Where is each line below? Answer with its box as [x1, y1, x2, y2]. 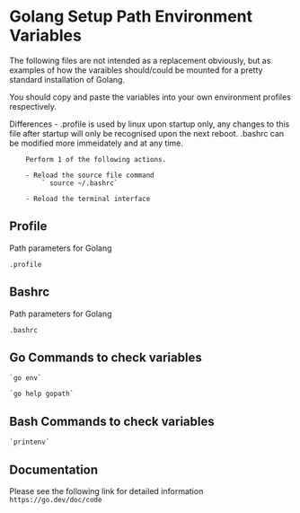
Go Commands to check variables [9, 349, 202, 365]
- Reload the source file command [25, 171, 154, 180]
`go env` [9, 374, 42, 383]
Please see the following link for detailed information [9, 486, 204, 496]
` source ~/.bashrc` [41, 178, 119, 188]
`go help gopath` [9, 389, 75, 399]
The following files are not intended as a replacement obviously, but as [9, 55, 271, 66]
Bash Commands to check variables [9, 413, 215, 429]
